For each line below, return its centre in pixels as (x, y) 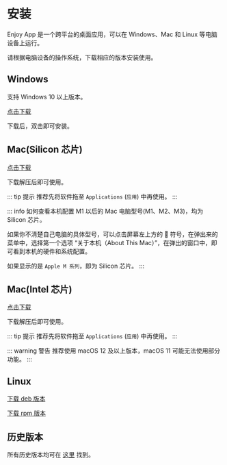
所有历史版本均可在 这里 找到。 (51, 455)
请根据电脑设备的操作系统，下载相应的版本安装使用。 (82, 57)
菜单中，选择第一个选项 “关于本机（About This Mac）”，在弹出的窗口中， (109, 242)
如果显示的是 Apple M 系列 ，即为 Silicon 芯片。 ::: (76, 266)
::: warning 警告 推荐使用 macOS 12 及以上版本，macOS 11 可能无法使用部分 (114, 351)
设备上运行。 (25, 42)
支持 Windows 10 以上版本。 (47, 97)
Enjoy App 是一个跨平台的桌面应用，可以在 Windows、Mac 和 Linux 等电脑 (112, 34)
